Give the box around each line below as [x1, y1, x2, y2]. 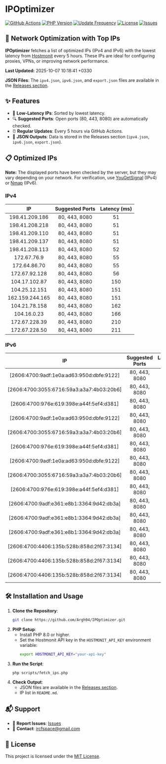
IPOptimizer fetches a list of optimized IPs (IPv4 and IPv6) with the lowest [5, 47, 156, 53]
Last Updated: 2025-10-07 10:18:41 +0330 [5, 67, 92, 73]
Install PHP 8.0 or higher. [19, 632, 70, 637]
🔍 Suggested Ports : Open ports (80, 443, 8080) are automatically [12, 116, 148, 122]
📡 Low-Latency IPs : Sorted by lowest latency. [12, 110, 106, 116]
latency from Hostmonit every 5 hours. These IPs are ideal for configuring [5, 53, 155, 59]
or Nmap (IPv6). [5, 180, 38, 186]
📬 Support [5, 704, 41, 713]
